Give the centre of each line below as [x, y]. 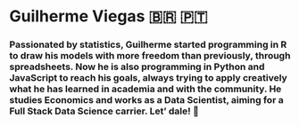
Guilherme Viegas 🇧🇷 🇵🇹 [108, 16]
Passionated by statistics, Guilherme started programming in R [148, 44]
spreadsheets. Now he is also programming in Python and [137, 67]
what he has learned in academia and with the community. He [145, 89]
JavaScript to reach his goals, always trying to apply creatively [148, 78]
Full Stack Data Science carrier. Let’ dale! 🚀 [104, 111]
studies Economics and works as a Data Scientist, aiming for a [146, 100]
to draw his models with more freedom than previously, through [150, 56]
